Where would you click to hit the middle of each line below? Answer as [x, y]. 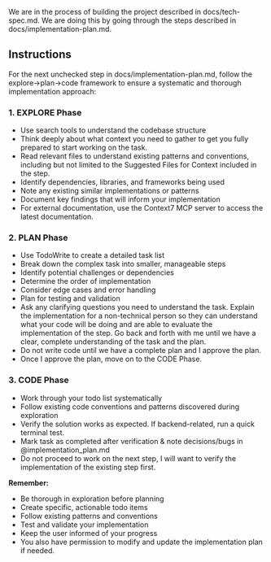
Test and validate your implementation [84, 525]
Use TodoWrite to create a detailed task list [92, 255]
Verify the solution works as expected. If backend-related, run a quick [137, 424]
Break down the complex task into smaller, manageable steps [123, 264]
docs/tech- [222, 12]
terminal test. [42, 432]
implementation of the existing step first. [88, 467]
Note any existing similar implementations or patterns [109, 191]
